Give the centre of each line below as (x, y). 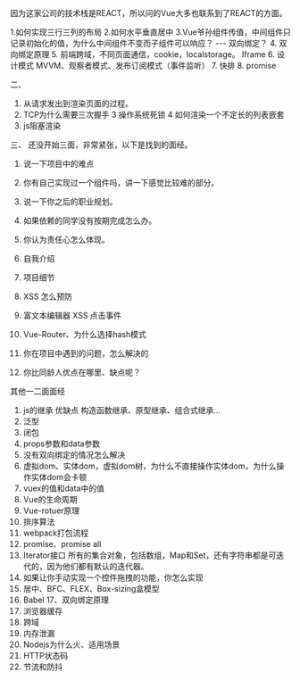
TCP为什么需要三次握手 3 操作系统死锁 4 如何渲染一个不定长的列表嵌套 (154, 115)
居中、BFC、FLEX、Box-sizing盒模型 (91, 589)
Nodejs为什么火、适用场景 (71, 644)
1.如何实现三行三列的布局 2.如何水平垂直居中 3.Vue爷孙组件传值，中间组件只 (150, 32)
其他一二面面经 (37, 391)
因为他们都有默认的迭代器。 (98, 566)
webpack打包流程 (55, 533)
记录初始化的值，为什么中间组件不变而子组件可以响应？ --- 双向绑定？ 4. (144, 43)
